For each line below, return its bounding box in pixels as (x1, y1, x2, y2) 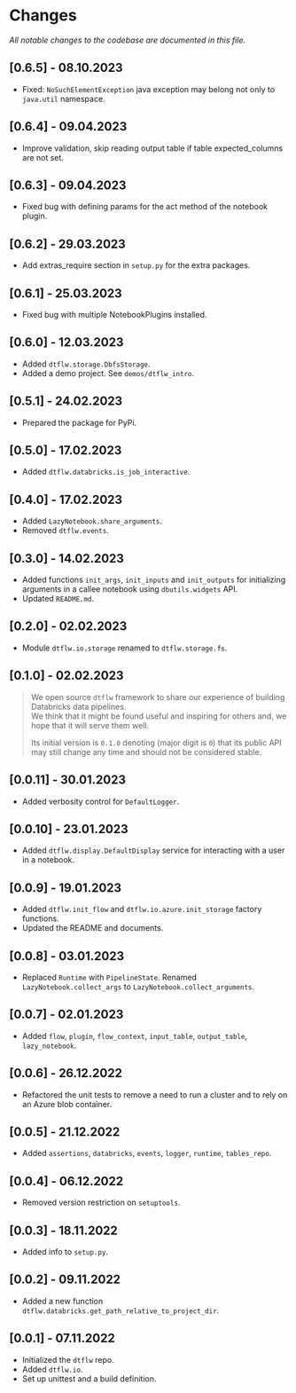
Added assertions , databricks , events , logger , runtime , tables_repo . (21, 1148, 272, 1159)
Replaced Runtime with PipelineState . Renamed (21, 972, 198, 982)
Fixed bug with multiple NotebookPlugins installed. (21, 310, 207, 319)
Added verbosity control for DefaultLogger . (21, 796, 180, 807)
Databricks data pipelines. (30, 701, 127, 712)
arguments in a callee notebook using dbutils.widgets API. (21, 584, 238, 594)
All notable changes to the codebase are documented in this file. (9, 35, 246, 45)
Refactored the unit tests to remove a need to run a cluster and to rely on (21, 1089, 288, 1100)
